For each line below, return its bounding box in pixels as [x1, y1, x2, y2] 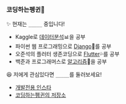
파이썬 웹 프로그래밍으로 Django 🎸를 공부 [15, 43, 111, 50]
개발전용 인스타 [15, 84, 52, 91]
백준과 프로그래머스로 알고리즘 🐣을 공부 [15, 58, 107, 65]
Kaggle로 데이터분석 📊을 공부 [15, 33, 86, 41]
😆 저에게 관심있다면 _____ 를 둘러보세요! [6, 71, 102, 78]
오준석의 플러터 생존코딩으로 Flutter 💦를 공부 [15, 50, 120, 58]
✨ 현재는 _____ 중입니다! [6, 20, 65, 28]
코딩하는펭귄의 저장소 [15, 91, 66, 99]
